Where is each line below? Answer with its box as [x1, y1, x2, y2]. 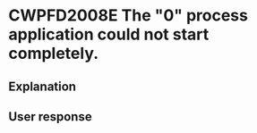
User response [8, 109, 92, 124]
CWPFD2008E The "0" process [8, 5, 248, 26]
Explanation [8, 79, 77, 94]
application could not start [8, 24, 210, 45]
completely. [8, 44, 99, 63]
